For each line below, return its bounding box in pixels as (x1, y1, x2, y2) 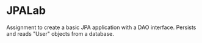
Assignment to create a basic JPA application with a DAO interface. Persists (6, 24, 197, 31)
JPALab (6, 4, 46, 18)
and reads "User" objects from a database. (6, 30, 114, 37)
